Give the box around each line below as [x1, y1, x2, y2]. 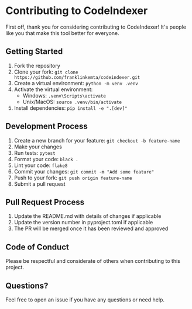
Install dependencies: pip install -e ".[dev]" [13, 104, 128, 112]
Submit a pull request [13, 180, 66, 188]
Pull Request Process [5, 197, 85, 207]
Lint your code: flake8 [13, 162, 68, 169]
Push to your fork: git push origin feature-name [13, 174, 132, 181]
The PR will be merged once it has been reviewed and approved [13, 225, 169, 232]
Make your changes [13, 143, 62, 150]
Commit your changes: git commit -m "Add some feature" [13, 168, 155, 175]
